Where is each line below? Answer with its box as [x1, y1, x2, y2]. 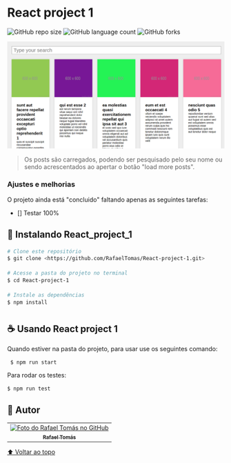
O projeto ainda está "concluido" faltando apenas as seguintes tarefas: [7, 195, 208, 204]
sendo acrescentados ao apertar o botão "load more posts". [23, 162, 195, 170]
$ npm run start [10, 359, 57, 366]
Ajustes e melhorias [7, 179, 76, 189]
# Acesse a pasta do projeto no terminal [7, 270, 128, 277]
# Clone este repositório [7, 248, 81, 255]
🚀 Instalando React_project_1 [7, 229, 132, 241]
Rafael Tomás [42, 433, 77, 441]
